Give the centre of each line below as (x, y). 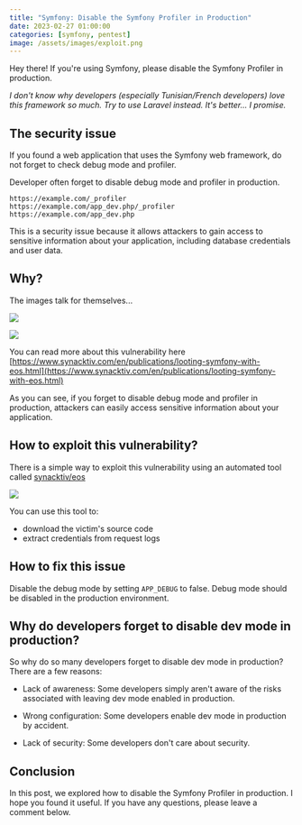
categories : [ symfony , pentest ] (70, 34)
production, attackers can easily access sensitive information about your (144, 408)
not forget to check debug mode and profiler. (93, 165)
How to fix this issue (68, 567)
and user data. (36, 251)
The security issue (63, 133)
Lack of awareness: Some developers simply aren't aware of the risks (152, 689)
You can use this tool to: (54, 511)
